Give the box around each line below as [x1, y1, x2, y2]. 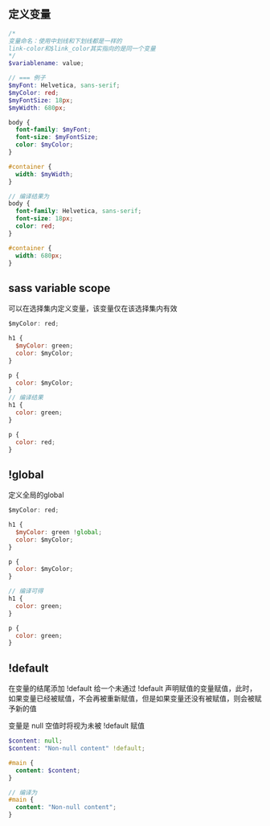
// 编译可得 [8, 587, 44, 595]
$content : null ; [8, 737, 63, 746]
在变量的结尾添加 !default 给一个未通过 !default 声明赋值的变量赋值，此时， [8, 684, 257, 693]
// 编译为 [8, 788, 38, 796]
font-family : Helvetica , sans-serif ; [15, 208, 142, 216]
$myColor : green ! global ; [15, 528, 103, 536]
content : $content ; [15, 766, 81, 775]
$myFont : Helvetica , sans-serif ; [8, 81, 121, 90]
